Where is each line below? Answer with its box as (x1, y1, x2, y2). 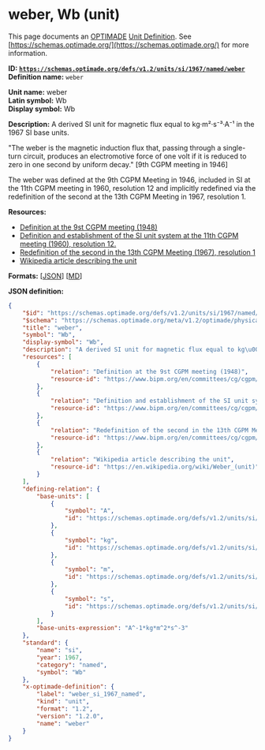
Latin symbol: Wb (8, 95, 67, 105)
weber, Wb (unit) (8, 6, 121, 24)
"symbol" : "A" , (64, 507, 114, 515)
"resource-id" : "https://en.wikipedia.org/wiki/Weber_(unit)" (50, 463, 259, 471)
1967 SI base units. (8, 128, 69, 137)
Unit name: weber (8, 87, 68, 96)
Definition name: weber (8, 72, 84, 81)
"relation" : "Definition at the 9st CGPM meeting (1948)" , (50, 368, 248, 375)
